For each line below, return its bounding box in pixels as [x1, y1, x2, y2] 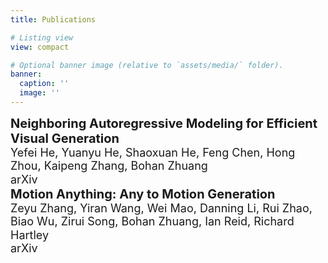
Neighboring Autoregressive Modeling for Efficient [10, 115, 318, 131]
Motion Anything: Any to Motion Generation [10, 186, 276, 202]
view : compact [10, 42, 70, 52]
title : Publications [10, 14, 97, 25]
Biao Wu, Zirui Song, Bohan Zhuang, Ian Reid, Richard [10, 214, 295, 229]
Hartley [10, 227, 50, 242]
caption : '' [19, 79, 70, 89]
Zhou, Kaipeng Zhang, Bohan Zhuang [10, 159, 208, 173]
